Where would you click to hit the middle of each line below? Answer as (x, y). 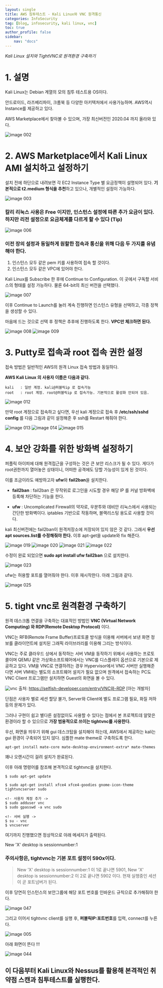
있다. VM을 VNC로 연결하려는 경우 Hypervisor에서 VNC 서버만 (78, 666)
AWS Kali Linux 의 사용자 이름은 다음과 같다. (47, 378)
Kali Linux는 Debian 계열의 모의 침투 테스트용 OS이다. (56, 92)
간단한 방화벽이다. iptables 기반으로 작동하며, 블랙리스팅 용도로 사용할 (78, 513)
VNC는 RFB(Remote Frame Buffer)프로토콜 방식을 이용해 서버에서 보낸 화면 (77, 637)
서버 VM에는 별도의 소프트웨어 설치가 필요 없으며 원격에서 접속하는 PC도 (83, 672)
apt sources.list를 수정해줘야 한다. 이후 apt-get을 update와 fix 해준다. (73, 536)
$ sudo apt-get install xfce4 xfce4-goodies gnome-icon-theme (69, 785)
